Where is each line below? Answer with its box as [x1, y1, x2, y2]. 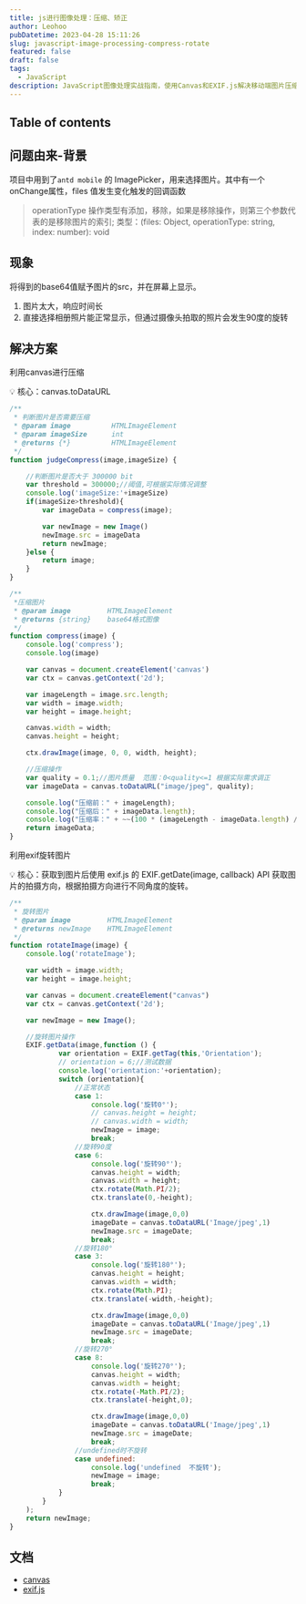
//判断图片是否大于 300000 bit [25, 471, 134, 481]
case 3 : [74, 1252, 104, 1261]
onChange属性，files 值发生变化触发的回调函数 [9, 185, 187, 196]
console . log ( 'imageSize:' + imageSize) [25, 488, 169, 498]
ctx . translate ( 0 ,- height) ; [90, 1193, 194, 1203]
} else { [25, 548, 55, 557]
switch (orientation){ [57, 1074, 145, 1084]
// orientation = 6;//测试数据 [57, 1058, 171, 1067]
